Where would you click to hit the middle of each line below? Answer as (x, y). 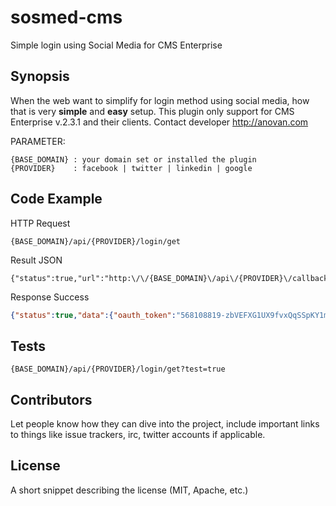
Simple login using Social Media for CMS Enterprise (116, 45)
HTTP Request (40, 223)
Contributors (51, 399)
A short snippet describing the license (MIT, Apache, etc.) (129, 490)
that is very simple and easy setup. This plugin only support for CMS (152, 111)
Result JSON (36, 260)
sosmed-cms (66, 17)
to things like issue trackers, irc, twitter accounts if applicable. (138, 435)
